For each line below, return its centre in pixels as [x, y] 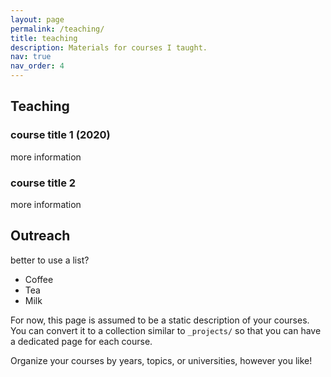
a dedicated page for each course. [81, 341]
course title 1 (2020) [60, 135]
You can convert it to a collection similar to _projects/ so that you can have [166, 330]
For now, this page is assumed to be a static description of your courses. [160, 320]
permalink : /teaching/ [57, 29]
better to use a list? [50, 260]
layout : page [37, 19]
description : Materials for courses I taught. [109, 47]
